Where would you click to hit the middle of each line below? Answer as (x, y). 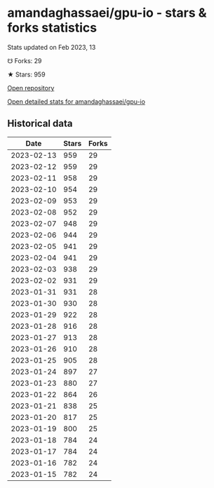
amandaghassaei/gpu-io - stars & (107, 13)
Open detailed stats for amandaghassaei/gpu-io (76, 101)
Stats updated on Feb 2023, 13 (52, 47)
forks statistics (52, 28)
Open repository (31, 88)
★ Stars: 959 (26, 74)
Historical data (40, 124)
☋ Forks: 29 (25, 60)
